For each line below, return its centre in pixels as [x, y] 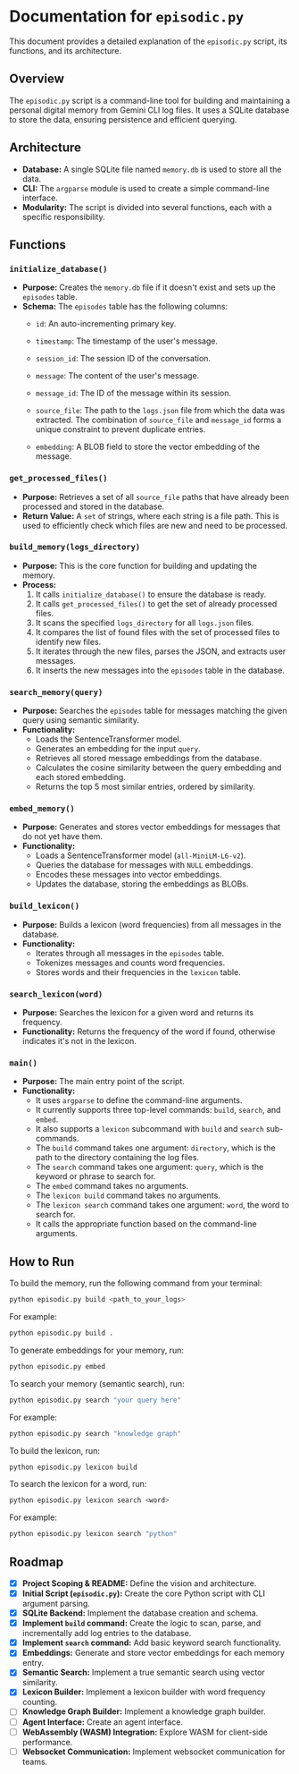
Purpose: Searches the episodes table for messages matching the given [154, 711]
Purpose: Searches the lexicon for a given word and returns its [138, 1013]
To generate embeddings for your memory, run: [97, 1350]
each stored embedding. [81, 777]
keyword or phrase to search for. [96, 1176]
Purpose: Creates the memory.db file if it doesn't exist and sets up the [149, 287]
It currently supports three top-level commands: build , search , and [158, 1110]
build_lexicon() [45, 906]
